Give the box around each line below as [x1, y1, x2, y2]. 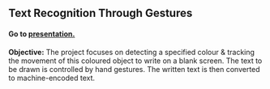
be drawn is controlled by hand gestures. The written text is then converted [8, 64, 261, 74]
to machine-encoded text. [8, 73, 96, 83]
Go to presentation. [8, 28, 75, 39]
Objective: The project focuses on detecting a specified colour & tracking [8, 47, 255, 57]
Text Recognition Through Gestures [8, 6, 193, 20]
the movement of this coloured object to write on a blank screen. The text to [8, 56, 263, 66]
